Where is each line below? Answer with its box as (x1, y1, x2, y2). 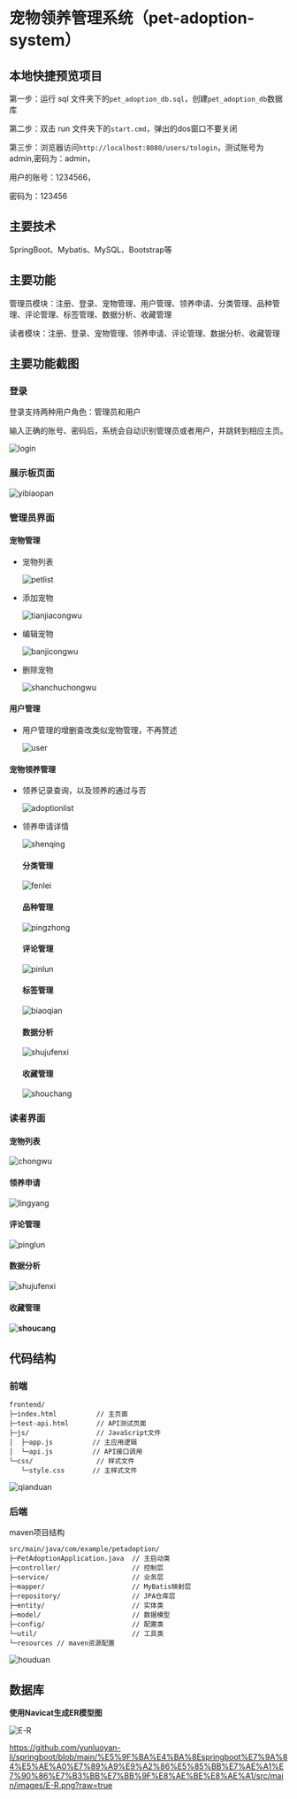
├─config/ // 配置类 (9, 1620, 164, 1629)
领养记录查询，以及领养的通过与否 (21, 785, 147, 796)
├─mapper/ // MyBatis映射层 (9, 1582, 192, 1592)
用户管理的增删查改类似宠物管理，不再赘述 (21, 724, 178, 735)
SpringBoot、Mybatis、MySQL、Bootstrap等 (9, 244, 172, 255)
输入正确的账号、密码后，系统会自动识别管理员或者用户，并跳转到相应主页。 (9, 426, 288, 436)
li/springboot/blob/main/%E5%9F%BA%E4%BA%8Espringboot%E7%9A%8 (9, 1752, 288, 1763)
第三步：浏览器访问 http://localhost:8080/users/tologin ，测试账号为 (9, 143, 264, 152)
